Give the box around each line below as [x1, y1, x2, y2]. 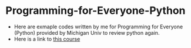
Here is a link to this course [14, 35, 81, 42]
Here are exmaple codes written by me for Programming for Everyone [14, 23, 183, 30]
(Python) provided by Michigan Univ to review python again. [14, 29, 160, 36]
